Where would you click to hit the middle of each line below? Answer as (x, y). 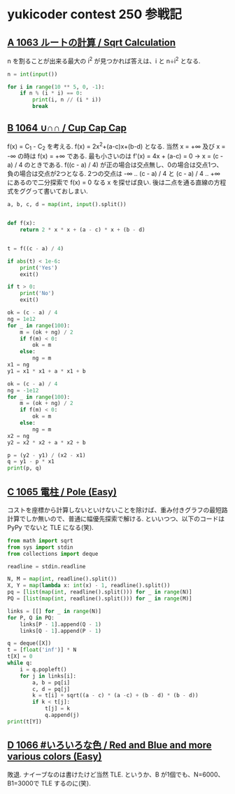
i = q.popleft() (44, 669)
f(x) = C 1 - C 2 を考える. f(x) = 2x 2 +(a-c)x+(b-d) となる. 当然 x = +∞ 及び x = (116, 146)
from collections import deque (53, 554)
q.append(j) (62, 716)
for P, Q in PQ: (31, 617)
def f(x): (22, 224)
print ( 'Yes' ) (39, 268)
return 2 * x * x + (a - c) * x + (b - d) (83, 230)
